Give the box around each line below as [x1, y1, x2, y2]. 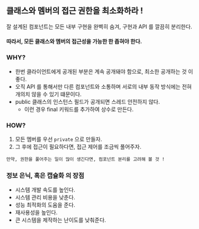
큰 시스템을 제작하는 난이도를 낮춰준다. [15, 216, 106, 224]
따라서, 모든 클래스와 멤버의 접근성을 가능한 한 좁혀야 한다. [6, 38, 143, 45]
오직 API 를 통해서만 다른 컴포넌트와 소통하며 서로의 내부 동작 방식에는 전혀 [15, 83, 192, 90]
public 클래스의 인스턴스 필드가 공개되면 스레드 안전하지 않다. [15, 98, 160, 105]
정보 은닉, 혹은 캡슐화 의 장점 [6, 171, 84, 179]
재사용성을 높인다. [15, 209, 58, 216]
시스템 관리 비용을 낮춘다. [15, 194, 76, 201]
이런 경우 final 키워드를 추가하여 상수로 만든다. [24, 105, 134, 113]
